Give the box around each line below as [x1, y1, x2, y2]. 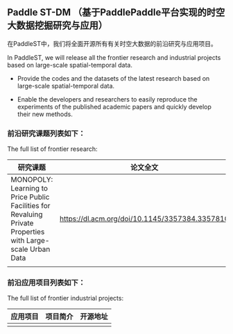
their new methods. [17, 110, 73, 118]
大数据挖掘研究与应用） [7, 19, 107, 31]
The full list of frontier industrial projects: [7, 294, 123, 303]
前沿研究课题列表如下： [7, 128, 85, 138]
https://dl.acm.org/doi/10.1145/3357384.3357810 [60, 214, 230, 224]
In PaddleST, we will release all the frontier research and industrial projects [7, 53, 221, 61]
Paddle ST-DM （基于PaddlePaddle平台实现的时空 [7, 6, 225, 19]
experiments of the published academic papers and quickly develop [17, 102, 212, 111]
